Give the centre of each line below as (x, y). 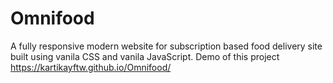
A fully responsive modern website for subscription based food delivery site (166, 46)
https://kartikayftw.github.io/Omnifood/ (91, 67)
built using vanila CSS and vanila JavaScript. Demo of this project (145, 56)
